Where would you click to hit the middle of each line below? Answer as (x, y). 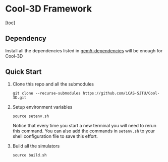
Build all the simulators (36, 146)
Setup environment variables (42, 107)
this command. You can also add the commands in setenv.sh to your (84, 131)
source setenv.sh (31, 116)
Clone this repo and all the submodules (53, 84)
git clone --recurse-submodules (46, 93)
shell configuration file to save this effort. (55, 136)
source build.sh (30, 155)
